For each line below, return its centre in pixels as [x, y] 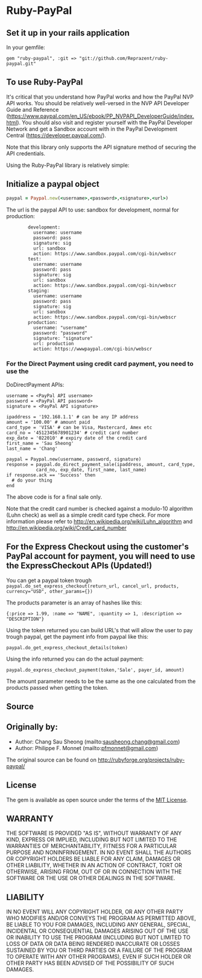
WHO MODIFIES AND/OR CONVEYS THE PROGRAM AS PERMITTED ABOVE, [101, 918]
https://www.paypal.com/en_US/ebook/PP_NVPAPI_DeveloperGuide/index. [101, 116]
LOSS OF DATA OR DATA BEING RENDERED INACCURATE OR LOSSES [93, 944]
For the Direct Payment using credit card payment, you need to [100, 364]
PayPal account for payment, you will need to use [101, 556]
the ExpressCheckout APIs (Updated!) [79, 566]
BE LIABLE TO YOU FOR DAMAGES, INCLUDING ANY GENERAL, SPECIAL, [99, 925]
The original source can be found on [52, 760]
